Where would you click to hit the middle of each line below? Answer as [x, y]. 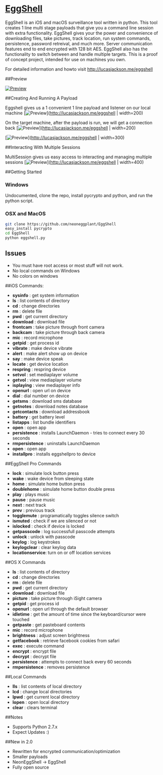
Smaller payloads [30, 757]
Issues [16, 254]
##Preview [16, 79]
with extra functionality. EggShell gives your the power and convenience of [82, 33]
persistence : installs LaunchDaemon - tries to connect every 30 [78, 433]
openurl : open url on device [41, 390]
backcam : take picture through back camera [58, 332]
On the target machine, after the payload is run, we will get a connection [79, 122]
